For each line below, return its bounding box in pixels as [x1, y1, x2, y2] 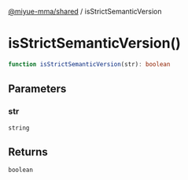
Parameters [8, 82, 67, 96]
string [8, 124, 30, 132]
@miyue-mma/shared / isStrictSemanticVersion [8, 7, 162, 16]
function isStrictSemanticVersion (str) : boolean [8, 60, 171, 68]
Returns [8, 145, 49, 159]
